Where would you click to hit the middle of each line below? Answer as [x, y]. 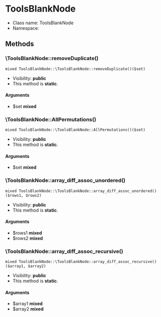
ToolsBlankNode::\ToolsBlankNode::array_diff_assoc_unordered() [88, 191]
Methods [20, 44]
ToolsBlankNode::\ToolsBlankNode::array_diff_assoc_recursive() [88, 262]
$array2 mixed [28, 309]
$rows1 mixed [27, 233]
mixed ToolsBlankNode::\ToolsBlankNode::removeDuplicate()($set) [75, 69]
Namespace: [26, 28]
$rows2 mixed [28, 238]
